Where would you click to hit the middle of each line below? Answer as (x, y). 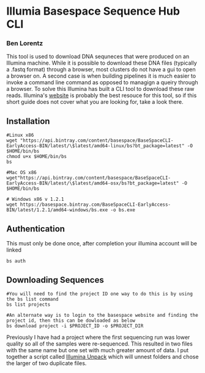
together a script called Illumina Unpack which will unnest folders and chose (102, 357)
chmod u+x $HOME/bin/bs (37, 157)
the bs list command (33, 299)
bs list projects (28, 304)
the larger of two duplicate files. (47, 363)
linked (14, 250)
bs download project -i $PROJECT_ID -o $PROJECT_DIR (75, 326)
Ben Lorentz (25, 43)
